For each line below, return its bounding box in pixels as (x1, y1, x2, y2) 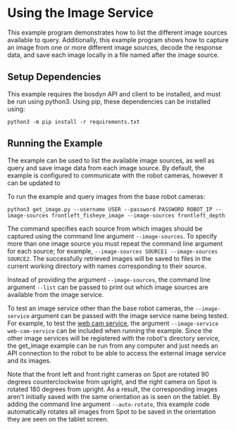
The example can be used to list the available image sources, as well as (7, 156, 215, 165)
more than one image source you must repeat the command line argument (7, 239, 223, 248)
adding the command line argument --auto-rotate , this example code (7, 400, 210, 408)
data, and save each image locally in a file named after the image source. (7, 51, 220, 59)
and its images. (7, 356, 51, 365)
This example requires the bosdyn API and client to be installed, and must (7, 89, 221, 98)
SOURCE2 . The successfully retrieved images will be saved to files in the (7, 254, 211, 263)
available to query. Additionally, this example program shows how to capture (7, 35, 229, 44)
